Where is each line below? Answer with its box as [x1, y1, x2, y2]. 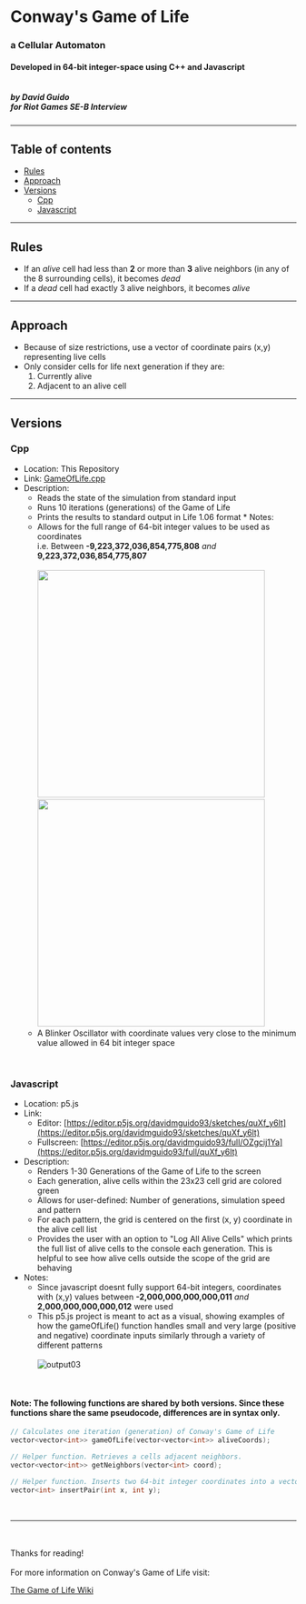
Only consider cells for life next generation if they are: [23, 361, 225, 372]
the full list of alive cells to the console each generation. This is [36, 1243, 273, 1254]
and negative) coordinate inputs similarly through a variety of [36, 1330, 266, 1341]
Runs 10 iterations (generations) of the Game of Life [36, 502, 231, 513]
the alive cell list [36, 1224, 98, 1235]
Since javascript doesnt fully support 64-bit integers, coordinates [36, 1282, 282, 1293]
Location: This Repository [23, 463, 120, 474]
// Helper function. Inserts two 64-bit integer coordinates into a [10, 1477, 275, 1486]
